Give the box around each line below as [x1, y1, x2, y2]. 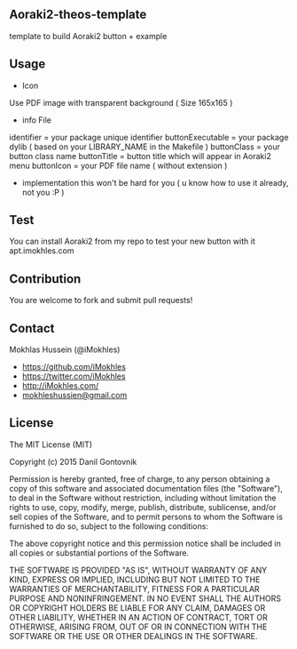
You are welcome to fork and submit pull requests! [9, 295, 193, 306]
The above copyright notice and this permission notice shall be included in [9, 538, 281, 549]
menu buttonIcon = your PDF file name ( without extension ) [9, 160, 228, 171]
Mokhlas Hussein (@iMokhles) [9, 344, 121, 355]
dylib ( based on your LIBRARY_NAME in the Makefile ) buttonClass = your [9, 141, 281, 152]
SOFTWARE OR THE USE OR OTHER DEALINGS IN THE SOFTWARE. [9, 630, 258, 641]
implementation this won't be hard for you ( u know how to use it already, [21, 177, 289, 188]
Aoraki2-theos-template [9, 7, 147, 22]
